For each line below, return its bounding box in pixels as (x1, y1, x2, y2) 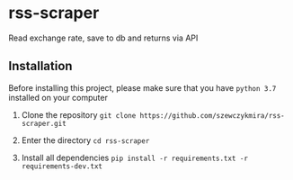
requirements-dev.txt (21, 161, 102, 171)
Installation (8, 58, 73, 74)
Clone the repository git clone (21, 109, 137, 120)
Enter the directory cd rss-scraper (21, 134, 150, 146)
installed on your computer (8, 92, 109, 103)
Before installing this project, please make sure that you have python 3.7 (8, 82, 277, 93)
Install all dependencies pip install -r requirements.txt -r (21, 152, 249, 163)
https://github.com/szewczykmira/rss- (139, 111, 285, 120)
